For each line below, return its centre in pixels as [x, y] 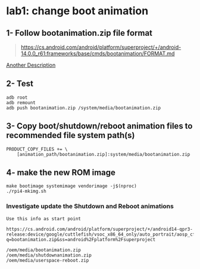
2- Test [20, 84]
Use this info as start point [44, 218]
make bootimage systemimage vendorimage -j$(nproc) [71, 186]
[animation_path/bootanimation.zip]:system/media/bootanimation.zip [104, 154]
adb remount [21, 102]
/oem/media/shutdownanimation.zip [49, 255]
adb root [17, 97]
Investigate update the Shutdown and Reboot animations [90, 207]
